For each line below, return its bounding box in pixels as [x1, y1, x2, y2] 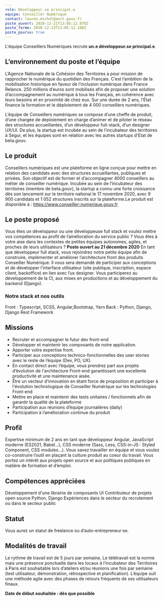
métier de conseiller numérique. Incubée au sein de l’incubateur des [5, 180, 142, 186]
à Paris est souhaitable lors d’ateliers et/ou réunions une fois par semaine [5, 565, 153, 571]
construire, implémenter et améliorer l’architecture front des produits [5, 255, 143, 261]
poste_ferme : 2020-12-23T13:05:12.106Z [5, 26, 87, 30]
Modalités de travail [5, 542, 67, 550]
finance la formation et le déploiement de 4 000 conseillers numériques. [5, 102, 151, 108]
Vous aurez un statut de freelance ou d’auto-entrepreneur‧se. [5, 527, 129, 533]
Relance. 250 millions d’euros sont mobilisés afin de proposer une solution [5, 86, 155, 92]
